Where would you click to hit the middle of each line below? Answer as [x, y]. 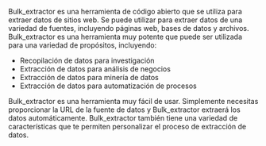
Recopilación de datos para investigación [87, 60]
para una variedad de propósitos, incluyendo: [83, 45]
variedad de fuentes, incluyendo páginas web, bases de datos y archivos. [129, 28]
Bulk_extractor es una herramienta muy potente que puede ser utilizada [125, 36]
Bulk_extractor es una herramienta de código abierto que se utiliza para [125, 12]
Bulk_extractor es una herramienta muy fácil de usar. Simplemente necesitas [133, 101]
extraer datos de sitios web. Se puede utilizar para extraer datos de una [125, 20]
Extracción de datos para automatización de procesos [108, 86]
